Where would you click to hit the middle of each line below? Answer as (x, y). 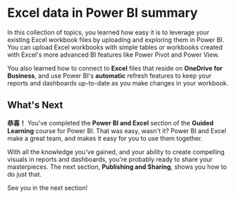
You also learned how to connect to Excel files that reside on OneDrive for (115, 68)
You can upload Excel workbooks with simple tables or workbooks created (115, 47)
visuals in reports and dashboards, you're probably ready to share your (110, 159)
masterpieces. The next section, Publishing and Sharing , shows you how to (117, 167)
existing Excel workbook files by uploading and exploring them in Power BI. (116, 39)
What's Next (35, 105)
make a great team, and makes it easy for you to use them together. (105, 138)
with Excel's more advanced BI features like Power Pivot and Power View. (113, 55)
